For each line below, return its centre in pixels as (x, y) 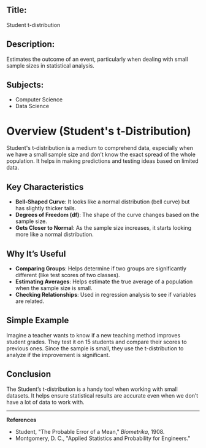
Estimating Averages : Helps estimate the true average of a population (104, 281)
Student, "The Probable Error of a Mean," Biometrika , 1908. (90, 431)
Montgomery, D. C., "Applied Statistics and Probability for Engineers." (103, 438)
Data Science (32, 106)
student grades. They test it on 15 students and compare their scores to (97, 342)
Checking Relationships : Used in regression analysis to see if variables (105, 295)
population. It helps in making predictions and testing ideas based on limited (102, 161)
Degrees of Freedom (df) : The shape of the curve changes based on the (107, 215)
